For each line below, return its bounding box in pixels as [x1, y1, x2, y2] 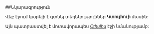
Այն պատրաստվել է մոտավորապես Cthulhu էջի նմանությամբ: [5, 23, 149, 29]
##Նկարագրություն [5, 4, 51, 10]
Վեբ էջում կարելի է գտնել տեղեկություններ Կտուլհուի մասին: [5, 14, 149, 19]
